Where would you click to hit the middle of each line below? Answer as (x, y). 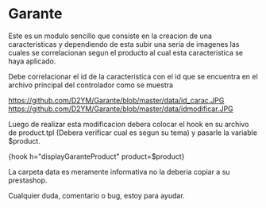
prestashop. (28, 180)
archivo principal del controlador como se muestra (91, 85)
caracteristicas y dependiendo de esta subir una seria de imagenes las (124, 44)
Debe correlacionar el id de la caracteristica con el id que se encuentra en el (133, 76)
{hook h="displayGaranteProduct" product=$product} (96, 156)
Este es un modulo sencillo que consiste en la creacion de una (110, 36)
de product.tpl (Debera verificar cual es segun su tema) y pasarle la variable (133, 133)
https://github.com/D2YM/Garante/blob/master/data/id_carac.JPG (116, 100)
